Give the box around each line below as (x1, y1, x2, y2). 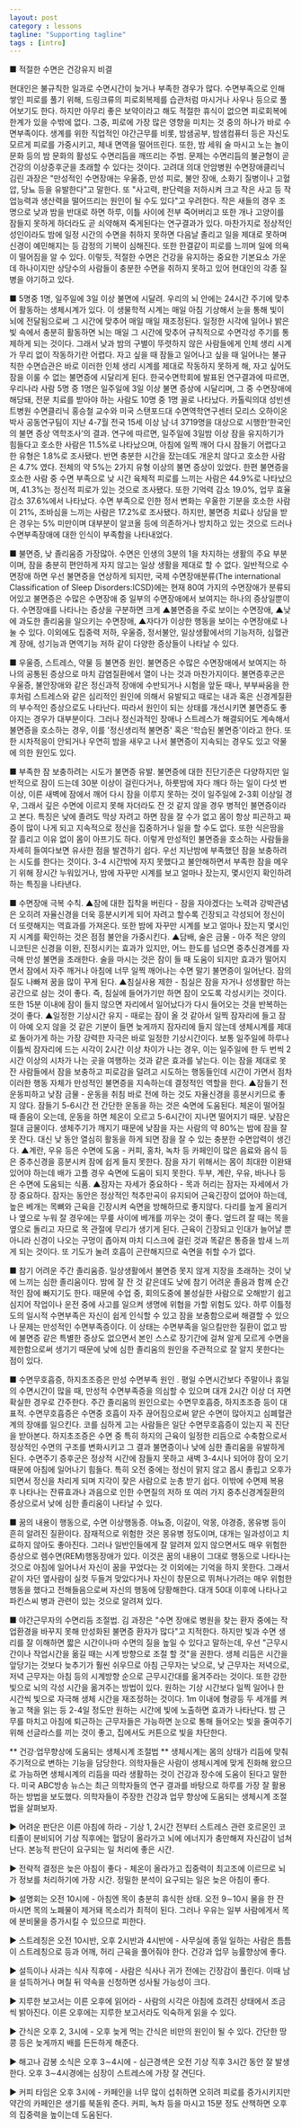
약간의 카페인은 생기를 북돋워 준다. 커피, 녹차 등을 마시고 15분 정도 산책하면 (9, 2098, 271, 2109)
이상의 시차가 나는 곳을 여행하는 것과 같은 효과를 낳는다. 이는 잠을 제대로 (25, 1055, 278, 1066)
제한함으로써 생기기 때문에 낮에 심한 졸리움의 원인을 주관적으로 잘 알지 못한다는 (9, 1344, 286, 1355)
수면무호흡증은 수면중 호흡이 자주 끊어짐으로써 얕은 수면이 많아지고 (28, 1408, 261, 1419)
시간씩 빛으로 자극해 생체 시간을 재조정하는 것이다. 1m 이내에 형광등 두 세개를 (9, 1694, 279, 1705)
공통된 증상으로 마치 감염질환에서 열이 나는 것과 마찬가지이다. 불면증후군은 (25, 669, 286, 680)
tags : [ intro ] (9, 38, 66, 48)
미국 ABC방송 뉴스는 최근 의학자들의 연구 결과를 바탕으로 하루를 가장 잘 (21, 1780, 270, 1791)
